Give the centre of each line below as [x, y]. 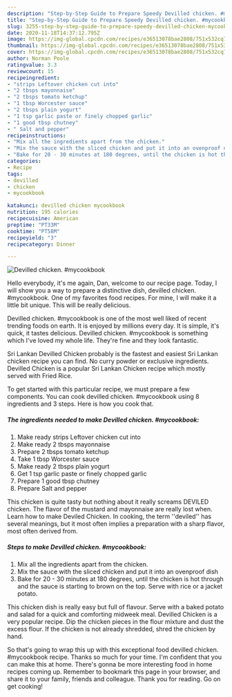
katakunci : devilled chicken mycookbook [66, 206]
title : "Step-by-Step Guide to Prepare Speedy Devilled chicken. [103, 20]
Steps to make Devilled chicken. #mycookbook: [77, 547]
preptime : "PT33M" [33, 225]
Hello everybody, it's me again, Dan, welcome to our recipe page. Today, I [112, 283]
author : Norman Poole [38, 59]
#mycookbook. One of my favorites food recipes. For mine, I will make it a [112, 298]
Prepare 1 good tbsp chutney [58, 481]
